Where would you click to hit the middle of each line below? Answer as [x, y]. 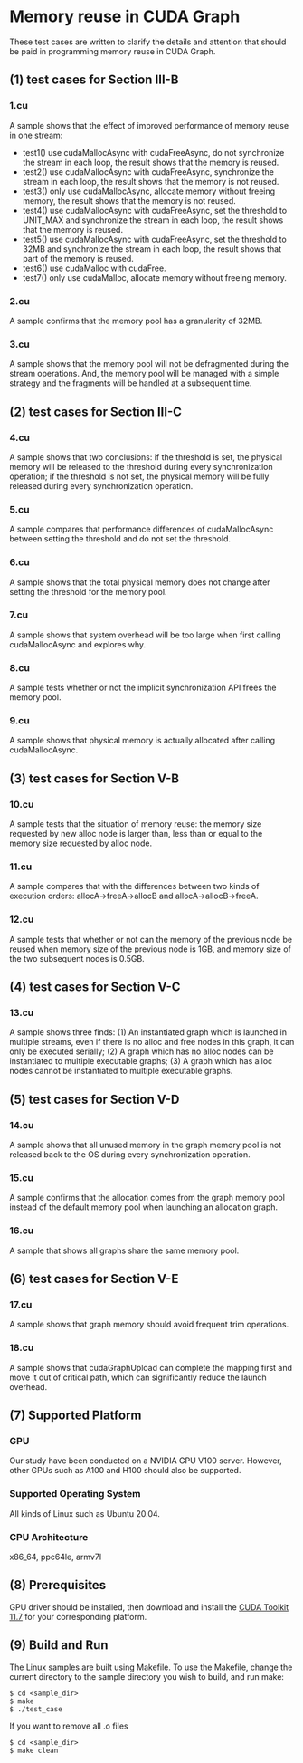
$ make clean [34, 1750]
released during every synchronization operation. [101, 485]
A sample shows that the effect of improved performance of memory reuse [149, 125]
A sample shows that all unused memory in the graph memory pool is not [146, 1145]
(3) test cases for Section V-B [94, 778]
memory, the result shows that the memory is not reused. [129, 200]
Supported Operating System [75, 1494]
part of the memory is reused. [78, 258]
